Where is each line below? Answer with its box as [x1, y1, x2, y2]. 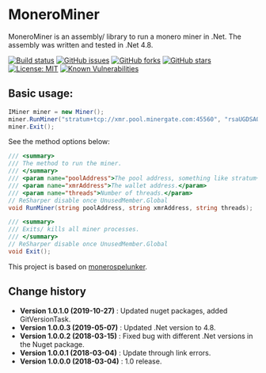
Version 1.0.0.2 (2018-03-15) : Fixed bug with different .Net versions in [19, 331, 253, 341]
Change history [8, 285, 87, 299]
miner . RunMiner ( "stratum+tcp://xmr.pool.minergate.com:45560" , [8, 115, 222, 124]
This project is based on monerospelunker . [8, 261, 148, 271]
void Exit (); [8, 247, 51, 255]
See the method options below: [8, 137, 111, 147]
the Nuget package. [19, 339, 85, 349]
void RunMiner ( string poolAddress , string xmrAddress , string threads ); [8, 204, 253, 211]
